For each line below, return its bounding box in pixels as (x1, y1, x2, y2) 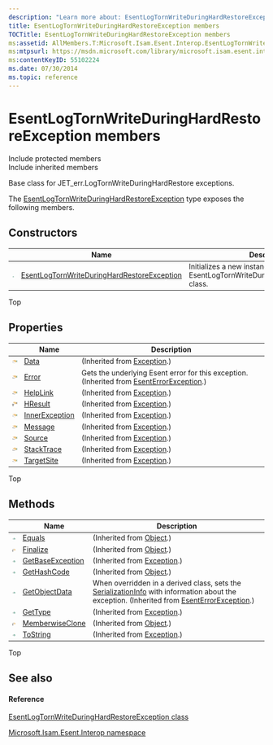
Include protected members (8, 153, 102, 163)
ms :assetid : (8, 39, 49, 47)
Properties (8, 321, 63, 335)
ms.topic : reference (8, 73, 79, 81)
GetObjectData (22, 587, 72, 597)
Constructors (8, 226, 78, 240)
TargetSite (24, 456, 58, 466)
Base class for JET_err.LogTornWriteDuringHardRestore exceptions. (8, 177, 235, 187)
